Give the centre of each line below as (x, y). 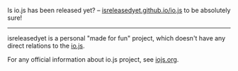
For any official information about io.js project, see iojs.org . (93, 59)
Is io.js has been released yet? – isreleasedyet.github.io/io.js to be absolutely (119, 10)
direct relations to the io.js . (46, 46)
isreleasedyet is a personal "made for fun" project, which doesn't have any (117, 38)
